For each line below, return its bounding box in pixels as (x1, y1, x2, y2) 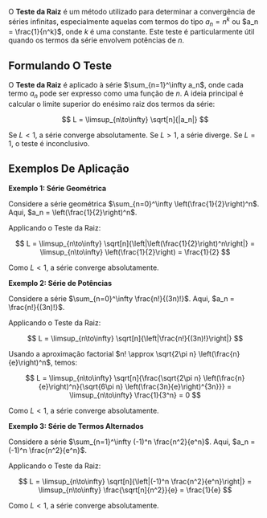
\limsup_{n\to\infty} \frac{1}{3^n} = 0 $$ (69, 390, 201, 400)
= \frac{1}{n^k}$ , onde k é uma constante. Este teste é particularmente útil (8, 27, 255, 37)
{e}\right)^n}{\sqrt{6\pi (39, 381, 114, 391)
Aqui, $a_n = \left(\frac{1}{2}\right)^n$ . (8, 207, 138, 217)
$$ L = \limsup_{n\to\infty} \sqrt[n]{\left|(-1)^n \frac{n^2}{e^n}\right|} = (18, 476, 253, 486)
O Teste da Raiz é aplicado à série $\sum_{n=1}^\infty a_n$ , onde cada (8, 80, 244, 90)
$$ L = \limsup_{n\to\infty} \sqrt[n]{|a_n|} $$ (61, 115, 209, 124)
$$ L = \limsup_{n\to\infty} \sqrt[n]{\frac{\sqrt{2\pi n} (25, 373, 202, 382)
